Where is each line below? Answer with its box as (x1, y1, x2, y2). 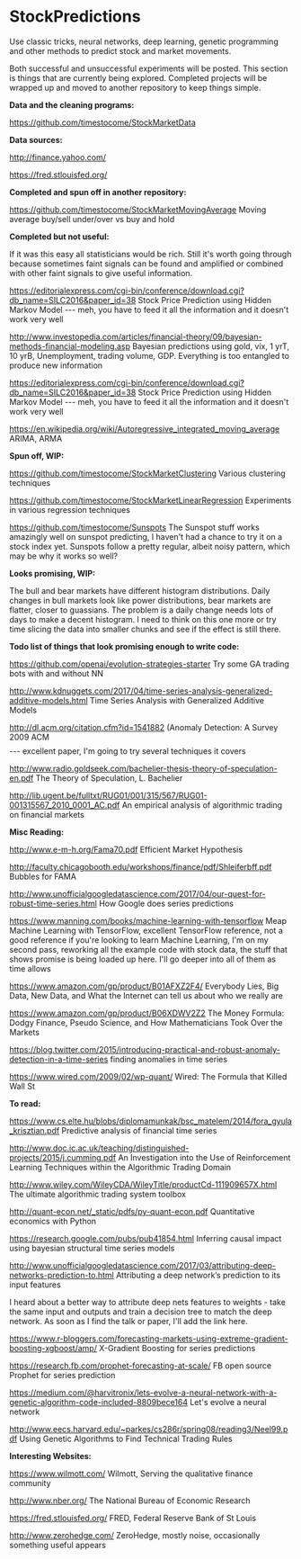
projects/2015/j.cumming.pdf (9, 1151, 117, 1162)
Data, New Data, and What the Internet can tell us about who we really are (9, 990, 283, 1000)
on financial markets (9, 809, 85, 820)
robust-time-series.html (9, 898, 97, 909)
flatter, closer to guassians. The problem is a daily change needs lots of (9, 605, 274, 615)
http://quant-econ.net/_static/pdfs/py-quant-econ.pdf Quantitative (9, 1205, 255, 1216)
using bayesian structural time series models (9, 1242, 175, 1253)
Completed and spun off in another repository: (9, 186, 187, 197)
